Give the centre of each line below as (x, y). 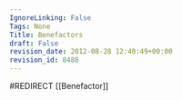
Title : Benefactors (46, 35)
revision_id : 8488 (44, 60)
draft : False (34, 43)
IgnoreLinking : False (51, 18)
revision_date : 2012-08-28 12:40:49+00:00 (91, 52)
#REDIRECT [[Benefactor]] (59, 86)
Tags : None (30, 26)
